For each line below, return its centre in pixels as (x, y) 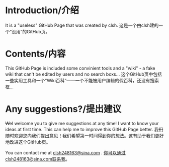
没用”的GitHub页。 (31, 31)
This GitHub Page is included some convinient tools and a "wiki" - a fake (80, 68)
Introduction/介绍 (42, 10)
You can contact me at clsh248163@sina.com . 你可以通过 (65, 152)
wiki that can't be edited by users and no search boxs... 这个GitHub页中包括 (83, 74)
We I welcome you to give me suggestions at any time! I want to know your (82, 123)
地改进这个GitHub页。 (28, 142)
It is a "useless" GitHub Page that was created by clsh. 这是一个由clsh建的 (82, 25)
